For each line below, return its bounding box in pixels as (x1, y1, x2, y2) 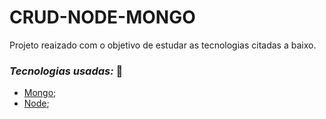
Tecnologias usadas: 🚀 (9, 64, 124, 78)
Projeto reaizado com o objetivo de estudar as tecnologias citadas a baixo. (9, 39, 317, 51)
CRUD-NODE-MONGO (9, 6, 196, 29)
